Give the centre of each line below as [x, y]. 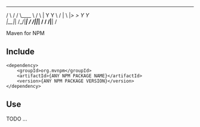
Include [20, 52]
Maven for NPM [25, 33]
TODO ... [17, 119]
